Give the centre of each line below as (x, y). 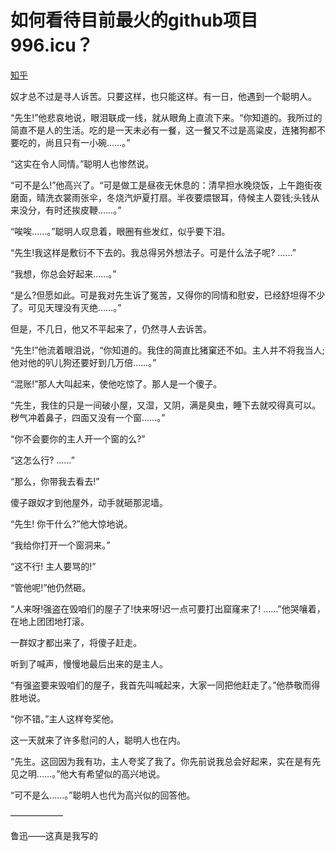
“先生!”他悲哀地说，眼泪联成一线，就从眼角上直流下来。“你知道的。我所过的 (166, 117)
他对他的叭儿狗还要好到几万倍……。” (83, 362)
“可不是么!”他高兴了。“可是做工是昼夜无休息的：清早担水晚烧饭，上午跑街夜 (166, 185)
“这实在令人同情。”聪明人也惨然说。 (82, 163)
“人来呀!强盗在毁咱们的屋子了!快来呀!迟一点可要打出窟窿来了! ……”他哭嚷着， (168, 608)
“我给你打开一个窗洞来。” (60, 545)
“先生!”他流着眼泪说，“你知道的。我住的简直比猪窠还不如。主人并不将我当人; (167, 350)
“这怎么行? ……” (42, 460)
